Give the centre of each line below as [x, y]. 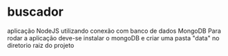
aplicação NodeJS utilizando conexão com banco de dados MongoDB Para [114, 31]
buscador [35, 12]
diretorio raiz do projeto [41, 45]
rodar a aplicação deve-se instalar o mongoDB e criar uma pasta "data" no [113, 38]
